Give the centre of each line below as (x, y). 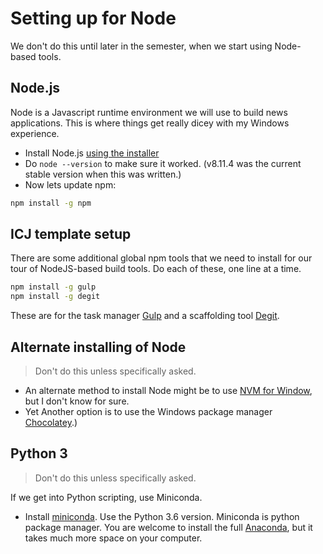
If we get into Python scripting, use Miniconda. (106, 497)
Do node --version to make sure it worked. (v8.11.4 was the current (163, 163)
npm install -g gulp (53, 287)
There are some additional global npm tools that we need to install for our (161, 258)
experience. (35, 133)
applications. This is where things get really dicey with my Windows (150, 123)
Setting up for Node (93, 18)
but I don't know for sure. (77, 401)
